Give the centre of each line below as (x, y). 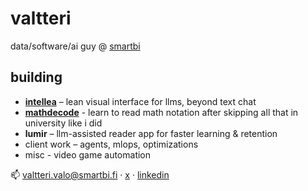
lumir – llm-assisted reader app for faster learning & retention (151, 133)
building (36, 77)
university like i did (63, 123)
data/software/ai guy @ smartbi (75, 46)
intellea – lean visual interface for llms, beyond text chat (140, 101)
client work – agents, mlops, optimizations (111, 144)
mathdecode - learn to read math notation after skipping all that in (161, 112)
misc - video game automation (88, 154)
